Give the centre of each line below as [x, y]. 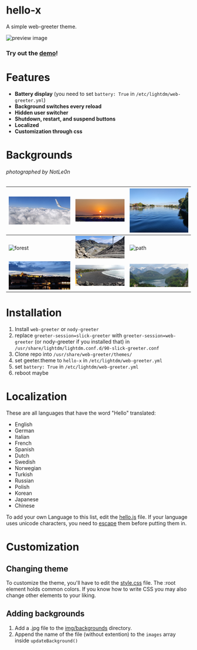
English [23, 425]
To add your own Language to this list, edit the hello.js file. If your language [97, 517]
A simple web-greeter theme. [42, 26]
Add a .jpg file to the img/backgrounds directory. [73, 628]
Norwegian [28, 468]
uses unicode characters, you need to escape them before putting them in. [96, 524]
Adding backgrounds [45, 614]
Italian [22, 437]
